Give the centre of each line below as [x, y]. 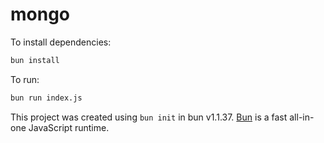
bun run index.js [46, 98]
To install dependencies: [61, 42]
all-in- [302, 117]
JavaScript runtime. [69, 127]
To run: [25, 79]
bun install [35, 60]
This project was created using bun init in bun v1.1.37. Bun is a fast [149, 117]
